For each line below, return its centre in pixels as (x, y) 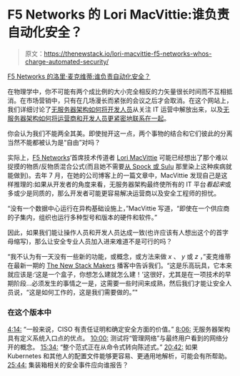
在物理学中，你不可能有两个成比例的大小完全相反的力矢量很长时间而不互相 (117, 91)
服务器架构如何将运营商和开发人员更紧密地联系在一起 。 (89, 118)
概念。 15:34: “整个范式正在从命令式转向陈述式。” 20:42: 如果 (109, 347)
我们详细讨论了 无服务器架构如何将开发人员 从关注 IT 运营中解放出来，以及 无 (119, 109)
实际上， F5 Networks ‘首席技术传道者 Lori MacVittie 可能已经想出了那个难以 (118, 157)
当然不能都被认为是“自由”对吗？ (54, 142)
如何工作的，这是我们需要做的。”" (90, 292)
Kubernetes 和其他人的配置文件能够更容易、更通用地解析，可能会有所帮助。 (119, 356)
